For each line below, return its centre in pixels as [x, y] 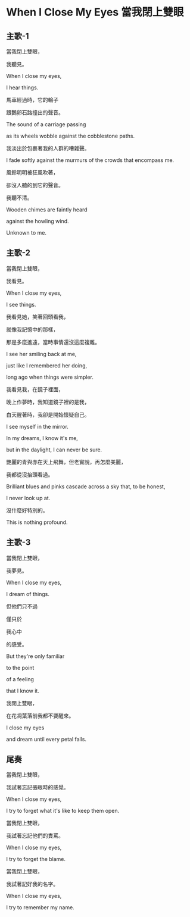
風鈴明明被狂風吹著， [32, 172]
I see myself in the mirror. [37, 426]
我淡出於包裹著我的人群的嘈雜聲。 [48, 148]
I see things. [21, 304]
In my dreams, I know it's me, [42, 438]
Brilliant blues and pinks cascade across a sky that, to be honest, [86, 486]
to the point [20, 668]
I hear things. [22, 88]
